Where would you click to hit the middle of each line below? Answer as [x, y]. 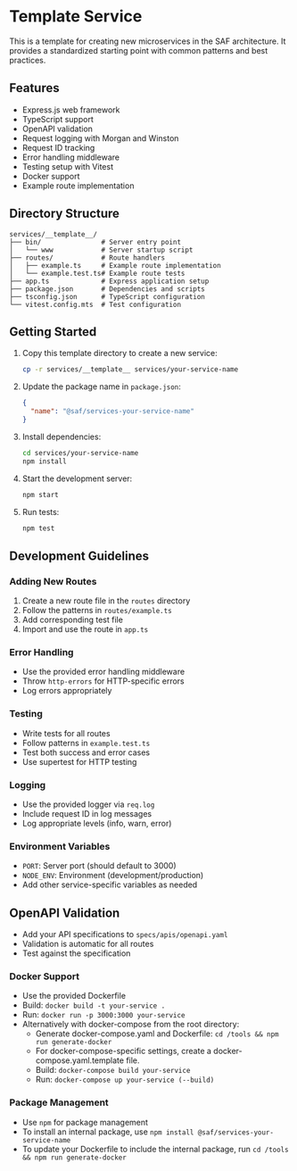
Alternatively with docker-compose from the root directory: [131, 1025]
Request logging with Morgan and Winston [100, 138]
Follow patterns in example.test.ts [86, 743]
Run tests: [41, 511]
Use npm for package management [85, 1122]
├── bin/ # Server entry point [95, 242]
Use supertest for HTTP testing [79, 761]
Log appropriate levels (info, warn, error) [97, 823]
